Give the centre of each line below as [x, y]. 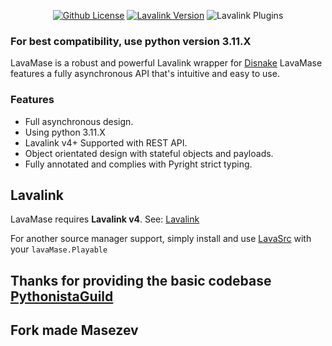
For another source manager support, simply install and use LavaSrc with [161, 239]
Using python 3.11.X [65, 132]
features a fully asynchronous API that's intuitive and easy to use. [145, 74]
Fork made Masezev [74, 330]
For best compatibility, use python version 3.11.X [131, 41]
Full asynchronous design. [79, 121]
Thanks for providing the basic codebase [141, 280]
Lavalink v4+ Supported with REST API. [106, 142]
